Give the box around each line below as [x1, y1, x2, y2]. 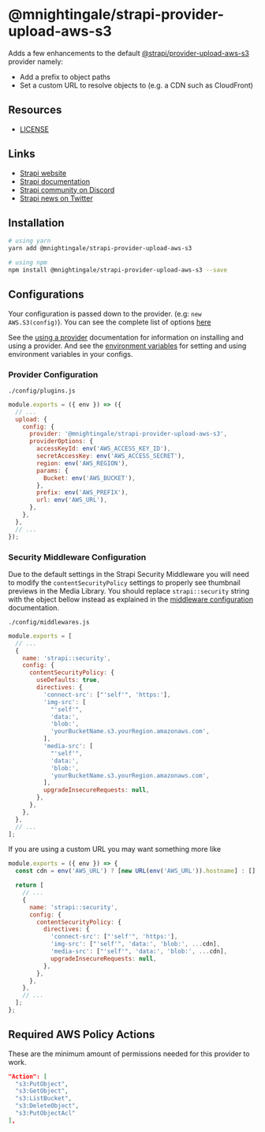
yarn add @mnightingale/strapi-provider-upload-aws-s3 [8, 245, 192, 253]
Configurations [8, 288, 84, 302]
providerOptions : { [28, 437, 93, 445]
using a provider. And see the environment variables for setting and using [8, 341, 247, 350]
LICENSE [19, 124, 50, 133]
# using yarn [8, 237, 51, 246]
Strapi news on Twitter [19, 193, 93, 203]
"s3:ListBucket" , [15, 1095, 73, 1103]
